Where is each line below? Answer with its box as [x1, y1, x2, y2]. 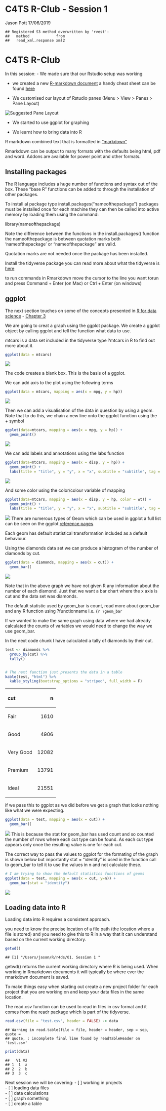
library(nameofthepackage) [5, 221, 61, 227]
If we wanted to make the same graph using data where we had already [5, 618, 151, 623]
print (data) [5, 1049, 30, 1054]
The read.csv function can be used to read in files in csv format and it [5, 1004, 147, 1010]
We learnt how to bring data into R [12, 129, 82, 135]
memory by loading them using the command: [5, 211, 99, 217]
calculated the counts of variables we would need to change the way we [5, 623, 153, 629]
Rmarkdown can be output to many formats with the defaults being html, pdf [5, 148, 161, 154]
